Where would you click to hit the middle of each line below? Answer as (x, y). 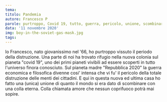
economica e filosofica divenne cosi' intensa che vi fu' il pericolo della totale (83, 73)
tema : (11, 10)
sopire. (12, 94)
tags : (11, 38)
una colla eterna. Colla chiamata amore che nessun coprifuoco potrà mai (80, 89)
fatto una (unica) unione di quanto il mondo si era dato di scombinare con (80, 83)
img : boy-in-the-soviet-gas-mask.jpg (44, 33)
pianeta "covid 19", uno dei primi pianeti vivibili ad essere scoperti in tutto (80, 62)
